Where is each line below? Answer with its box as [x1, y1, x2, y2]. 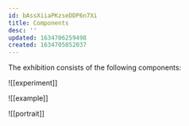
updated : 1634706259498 [8, 33, 87, 42]
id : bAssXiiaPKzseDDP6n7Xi [8, 11, 98, 20]
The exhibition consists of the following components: [8, 63, 182, 72]
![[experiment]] [8, 78, 58, 88]
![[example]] [8, 94, 49, 103]
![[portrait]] [8, 109, 45, 119]
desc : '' [8, 26, 37, 34]
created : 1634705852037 [8, 41, 87, 49]
